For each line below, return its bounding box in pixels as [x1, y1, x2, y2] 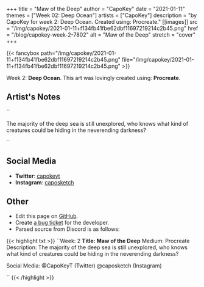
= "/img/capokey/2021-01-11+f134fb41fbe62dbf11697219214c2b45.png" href [6, 24, 199, 32]
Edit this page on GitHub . [15, 213, 78, 220]
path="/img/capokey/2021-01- [40, 49, 117, 57]
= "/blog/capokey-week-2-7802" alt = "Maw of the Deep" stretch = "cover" [6, 31, 196, 38]
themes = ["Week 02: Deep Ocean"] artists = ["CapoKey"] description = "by [6, 12, 197, 19]
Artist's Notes [6, 92, 61, 103]
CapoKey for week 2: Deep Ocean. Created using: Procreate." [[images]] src [6, 18, 198, 25]
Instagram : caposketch [15, 178, 74, 186]
